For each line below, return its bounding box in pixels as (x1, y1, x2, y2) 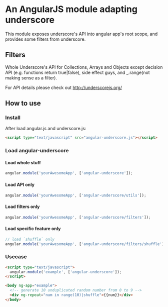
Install (5, 114, 21, 121)
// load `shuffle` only (5, 237, 55, 242)
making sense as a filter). (5, 74, 57, 81)
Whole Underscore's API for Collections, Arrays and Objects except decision (5, 64, 163, 70)
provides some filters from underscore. (5, 36, 86, 42)
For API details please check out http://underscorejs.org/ (5, 84, 122, 90)
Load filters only (5, 203, 40, 210)
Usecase (5, 253, 27, 260)
